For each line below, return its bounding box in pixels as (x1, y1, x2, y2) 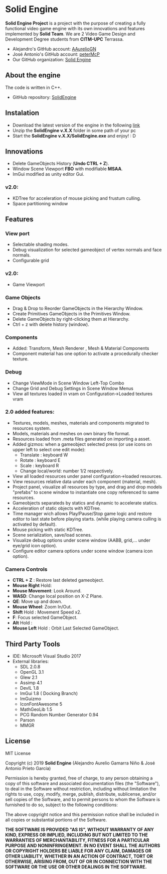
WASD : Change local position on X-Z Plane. (12, 593, 103, 599)
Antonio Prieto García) (5, 765, 51, 771)
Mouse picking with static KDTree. (12, 526, 84, 533)
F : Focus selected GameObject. (12, 614, 78, 620)
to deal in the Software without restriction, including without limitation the (5, 786, 156, 792)
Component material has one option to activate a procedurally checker (12, 350, 159, 357)
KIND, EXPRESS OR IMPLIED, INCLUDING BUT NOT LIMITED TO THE (5, 832, 148, 838)
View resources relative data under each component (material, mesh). (12, 478, 157, 484)
